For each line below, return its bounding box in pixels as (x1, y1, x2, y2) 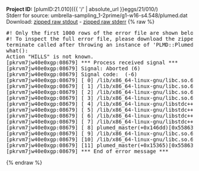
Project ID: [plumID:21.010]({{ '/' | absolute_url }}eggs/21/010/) (6, 6, 158, 12)
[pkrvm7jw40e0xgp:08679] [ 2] (6, 89, 94, 95)
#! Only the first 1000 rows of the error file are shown (6, 30, 178, 36)
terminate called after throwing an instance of (6, 41, 150, 48)
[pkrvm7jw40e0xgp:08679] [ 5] (6, 107, 94, 113)
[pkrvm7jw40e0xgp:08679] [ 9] (6, 130, 94, 137)
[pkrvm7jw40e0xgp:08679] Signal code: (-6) (6, 71, 138, 78)
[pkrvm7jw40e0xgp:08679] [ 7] (6, 118, 94, 125)
